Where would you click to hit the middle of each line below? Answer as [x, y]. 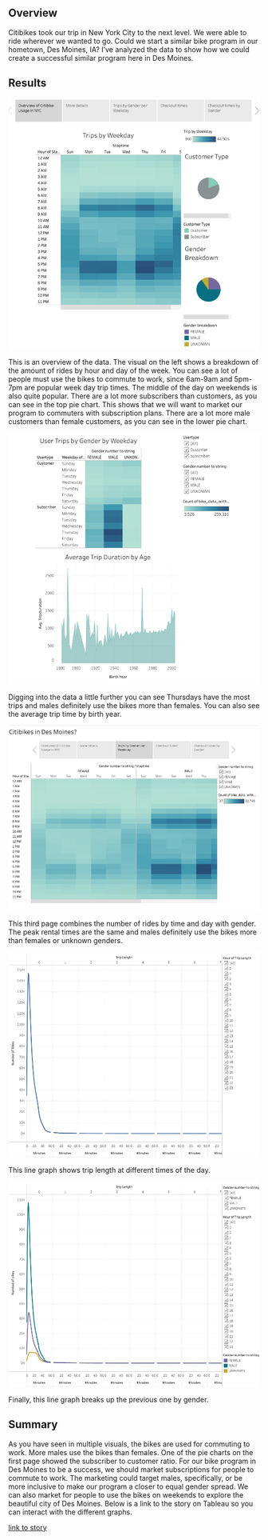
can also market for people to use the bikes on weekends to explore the [126, 1494]
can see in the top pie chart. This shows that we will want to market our [126, 405]
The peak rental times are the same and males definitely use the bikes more [133, 932]
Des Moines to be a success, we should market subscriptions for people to [131, 1469]
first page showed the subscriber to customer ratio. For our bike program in [132, 1461]
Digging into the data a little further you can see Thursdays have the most [129, 697]
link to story [28, 1527]
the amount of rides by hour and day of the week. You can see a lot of [123, 370]
